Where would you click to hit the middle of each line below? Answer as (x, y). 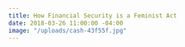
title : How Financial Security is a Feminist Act (93, 16)
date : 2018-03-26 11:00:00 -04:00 (66, 23)
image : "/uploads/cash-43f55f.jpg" (68, 30)
